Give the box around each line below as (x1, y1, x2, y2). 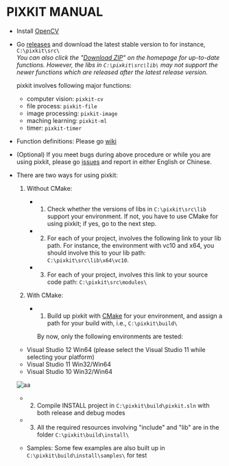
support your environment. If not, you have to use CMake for (47, 212, 219, 220)
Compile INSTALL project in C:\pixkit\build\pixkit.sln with (36, 401, 210, 409)
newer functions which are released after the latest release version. (16, 68, 208, 76)
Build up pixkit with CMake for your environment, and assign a (47, 312, 223, 320)
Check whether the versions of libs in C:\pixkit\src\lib (47, 205, 206, 213)
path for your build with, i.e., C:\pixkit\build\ (47, 318, 178, 327)
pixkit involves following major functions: (16, 81, 132, 89)
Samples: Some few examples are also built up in (26, 443, 165, 452)
